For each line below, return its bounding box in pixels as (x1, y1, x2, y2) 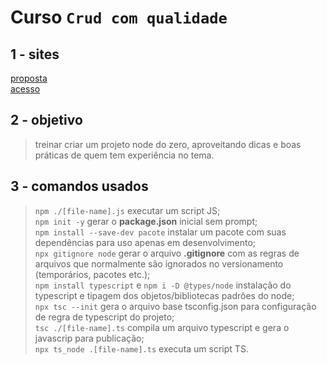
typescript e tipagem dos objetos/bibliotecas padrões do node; (34, 289, 295, 301)
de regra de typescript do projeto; (34, 311, 175, 323)
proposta (10, 72, 48, 84)
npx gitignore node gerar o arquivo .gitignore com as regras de (34, 247, 300, 259)
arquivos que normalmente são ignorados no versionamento (34, 257, 284, 270)
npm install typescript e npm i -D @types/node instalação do (34, 279, 292, 291)
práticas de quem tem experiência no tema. (34, 149, 215, 161)
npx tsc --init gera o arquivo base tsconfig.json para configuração (34, 300, 317, 312)
